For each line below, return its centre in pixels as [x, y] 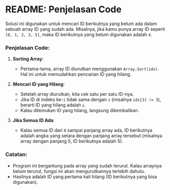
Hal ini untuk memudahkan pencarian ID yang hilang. [76, 74]
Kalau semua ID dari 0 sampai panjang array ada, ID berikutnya [86, 130]
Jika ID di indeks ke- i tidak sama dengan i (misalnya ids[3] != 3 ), [91, 100]
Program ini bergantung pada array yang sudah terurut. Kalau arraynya [87, 165]
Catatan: [16, 155]
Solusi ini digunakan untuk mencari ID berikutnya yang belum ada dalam [81, 24]
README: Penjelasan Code [63, 9]
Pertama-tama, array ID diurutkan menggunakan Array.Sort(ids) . [90, 69]
